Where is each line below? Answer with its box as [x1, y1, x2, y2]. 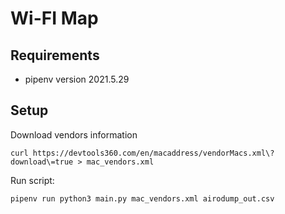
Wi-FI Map [10, 7, 99, 30]
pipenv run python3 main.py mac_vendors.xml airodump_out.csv [10, 193, 275, 204]
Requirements [10, 47, 100, 64]
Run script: [10, 174, 55, 186]
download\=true [10, 157, 74, 167]
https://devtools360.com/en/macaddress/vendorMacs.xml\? [32, 148, 275, 158]
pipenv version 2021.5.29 [24, 73, 130, 85]
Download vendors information [10, 128, 138, 141]
